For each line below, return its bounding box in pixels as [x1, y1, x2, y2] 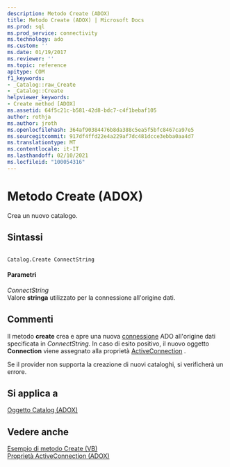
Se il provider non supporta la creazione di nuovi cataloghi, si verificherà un [7, 360, 224, 368]
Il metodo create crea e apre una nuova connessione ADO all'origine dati [7, 332, 216, 340]
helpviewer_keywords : [7, 94, 70, 101]
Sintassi [7, 232, 43, 244]
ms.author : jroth [7, 119, 58, 127]
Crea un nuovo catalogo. [7, 211, 78, 219]
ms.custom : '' [7, 42, 49, 49]
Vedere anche [7, 426, 69, 438]
